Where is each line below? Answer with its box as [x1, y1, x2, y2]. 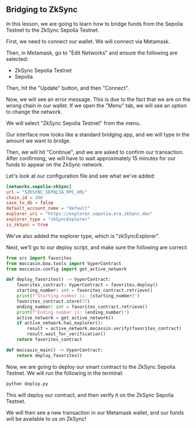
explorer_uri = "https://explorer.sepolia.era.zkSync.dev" [6, 211, 153, 217]
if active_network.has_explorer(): [16, 320, 104, 326]
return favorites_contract [16, 337, 82, 342]
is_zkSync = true [6, 222, 49, 227]
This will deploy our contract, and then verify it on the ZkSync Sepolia [6, 391, 174, 398]
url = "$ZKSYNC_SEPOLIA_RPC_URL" [6, 189, 88, 195]
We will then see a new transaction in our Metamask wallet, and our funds [6, 409, 184, 416]
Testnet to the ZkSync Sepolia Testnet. [6, 26, 99, 33]
